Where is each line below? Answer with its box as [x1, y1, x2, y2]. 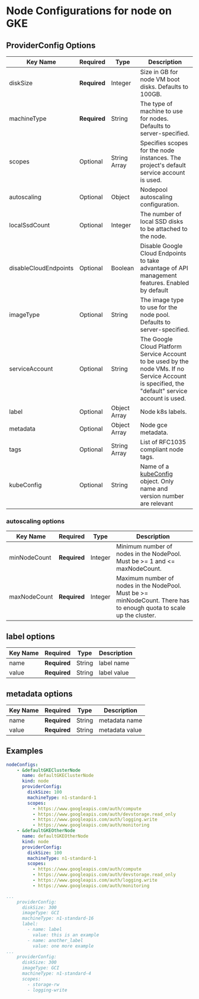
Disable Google [140, 242, 183, 250]
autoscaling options [6, 517, 65, 525]
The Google [140, 335, 173, 343]
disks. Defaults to [140, 83, 188, 91]
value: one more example [32, 943, 94, 949]
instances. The [140, 154, 182, 162]
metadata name [98, 716, 143, 724]
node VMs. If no [140, 365, 185, 372]
